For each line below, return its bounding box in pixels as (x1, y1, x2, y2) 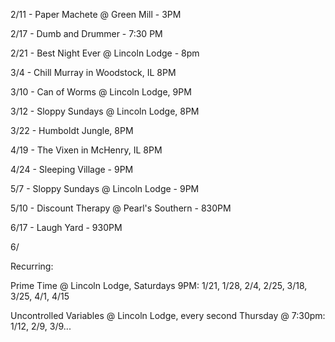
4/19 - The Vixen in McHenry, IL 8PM (10, 144, 163, 156)
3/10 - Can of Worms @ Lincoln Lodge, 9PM (10, 86, 192, 98)
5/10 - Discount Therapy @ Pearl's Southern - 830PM (10, 202, 232, 214)
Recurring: (10, 260, 54, 272)
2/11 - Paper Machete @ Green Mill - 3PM (10, 9, 182, 20)
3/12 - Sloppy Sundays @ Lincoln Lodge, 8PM (10, 105, 200, 117)
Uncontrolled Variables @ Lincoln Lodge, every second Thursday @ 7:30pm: (10, 310, 326, 321)
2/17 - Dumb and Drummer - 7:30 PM (10, 28, 163, 39)
